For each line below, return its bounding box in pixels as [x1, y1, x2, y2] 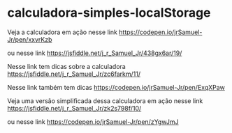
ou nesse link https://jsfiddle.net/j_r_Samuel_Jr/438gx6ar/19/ [7, 49, 182, 57]
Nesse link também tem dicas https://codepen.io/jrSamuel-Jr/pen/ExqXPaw [7, 83, 226, 91]
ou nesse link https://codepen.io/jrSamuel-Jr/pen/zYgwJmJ [7, 117, 180, 126]
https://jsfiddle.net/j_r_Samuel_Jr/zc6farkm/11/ [7, 70, 141, 78]
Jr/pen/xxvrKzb [7, 35, 52, 43]
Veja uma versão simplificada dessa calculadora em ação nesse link [7, 96, 203, 105]
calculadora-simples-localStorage [7, 5, 211, 21]
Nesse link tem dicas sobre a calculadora [7, 62, 126, 70]
